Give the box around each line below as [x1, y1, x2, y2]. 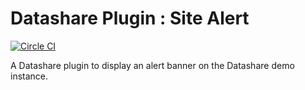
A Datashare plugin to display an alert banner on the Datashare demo [10, 59, 295, 71]
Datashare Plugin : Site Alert [10, 7, 250, 30]
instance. [10, 70, 49, 82]
